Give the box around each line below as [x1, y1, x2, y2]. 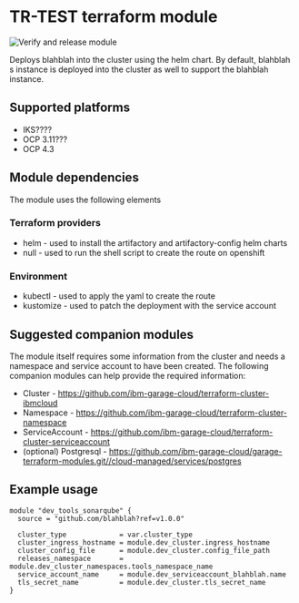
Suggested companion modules [9, 326, 194, 342]
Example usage [9, 482, 98, 497]
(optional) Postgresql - [22, 445, 107, 456]
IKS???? [22, 124, 53, 135]
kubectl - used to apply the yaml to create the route [22, 291, 216, 301]
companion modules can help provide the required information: [9, 370, 246, 381]
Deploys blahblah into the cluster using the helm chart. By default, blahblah [9, 54, 291, 65]
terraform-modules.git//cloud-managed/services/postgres [22, 455, 243, 466]
